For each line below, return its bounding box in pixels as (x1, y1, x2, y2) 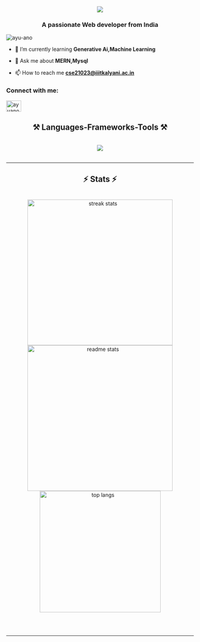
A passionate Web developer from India (41, 21, 159, 29)
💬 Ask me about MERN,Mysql (14, 57, 88, 65)
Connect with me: (6, 87, 59, 95)
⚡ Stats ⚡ (83, 174, 117, 184)
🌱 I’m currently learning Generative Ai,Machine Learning (14, 45, 156, 53)
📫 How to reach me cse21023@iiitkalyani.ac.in (14, 69, 135, 77)
